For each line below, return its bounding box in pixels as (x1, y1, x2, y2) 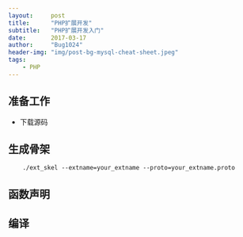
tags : (8, 56, 26, 64)
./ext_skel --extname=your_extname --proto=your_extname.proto (22, 164, 236, 172)
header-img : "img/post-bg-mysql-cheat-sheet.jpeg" (8, 48, 179, 56)
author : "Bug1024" (8, 41, 83, 49)
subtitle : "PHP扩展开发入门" (8, 26, 104, 34)
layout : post (8, 11, 66, 20)
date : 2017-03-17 (8, 33, 87, 42)
